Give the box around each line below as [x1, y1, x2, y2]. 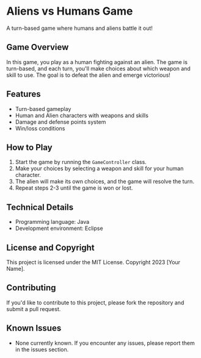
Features [6, 89, 41, 99]
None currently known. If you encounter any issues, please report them [15, 339, 196, 346]
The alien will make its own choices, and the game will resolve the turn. [15, 178, 194, 185]
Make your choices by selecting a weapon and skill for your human [15, 165, 184, 172]
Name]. [6, 265, 25, 272]
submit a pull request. [6, 305, 61, 312]
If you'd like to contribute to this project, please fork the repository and [6, 299, 185, 306]
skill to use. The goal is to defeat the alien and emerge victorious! [6, 71, 171, 79]
